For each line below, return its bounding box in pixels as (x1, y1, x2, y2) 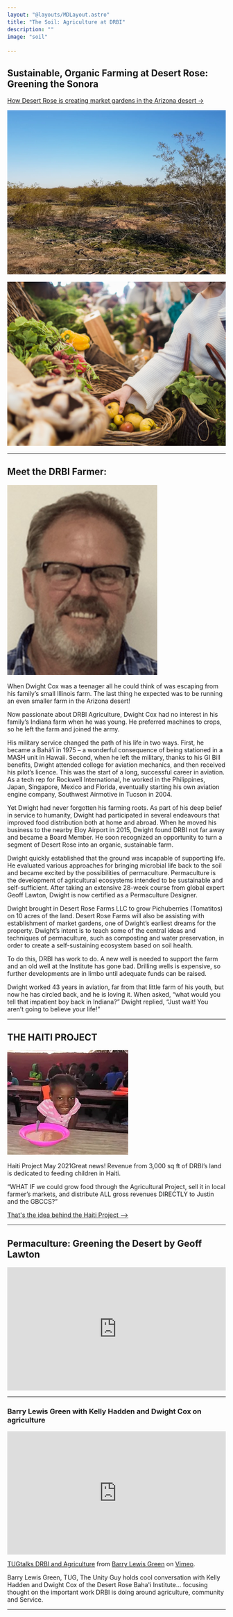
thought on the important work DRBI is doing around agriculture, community (7, 1588, 224, 1597)
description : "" (7, 26, 54, 33)
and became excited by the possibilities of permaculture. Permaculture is (7, 868, 216, 877)
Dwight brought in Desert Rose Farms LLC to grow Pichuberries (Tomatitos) (7, 904, 223, 913)
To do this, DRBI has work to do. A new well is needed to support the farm (7, 954, 218, 963)
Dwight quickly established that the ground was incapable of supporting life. (7, 854, 225, 862)
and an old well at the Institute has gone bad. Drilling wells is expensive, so (7, 962, 221, 970)
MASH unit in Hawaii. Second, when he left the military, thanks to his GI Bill (7, 753, 221, 761)
